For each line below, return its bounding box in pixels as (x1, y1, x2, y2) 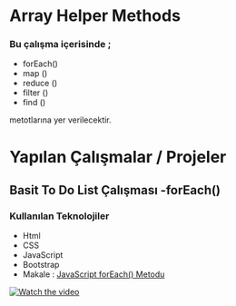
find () (22, 97, 46, 108)
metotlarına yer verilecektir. (9, 114, 112, 125)
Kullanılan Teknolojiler (9, 210, 110, 222)
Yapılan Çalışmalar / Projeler (9, 146, 227, 167)
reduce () (22, 78, 58, 89)
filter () (22, 87, 48, 98)
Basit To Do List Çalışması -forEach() (9, 183, 221, 198)
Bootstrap (22, 260, 60, 271)
